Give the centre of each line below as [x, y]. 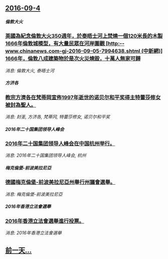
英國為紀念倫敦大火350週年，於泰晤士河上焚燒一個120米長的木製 [84, 36]
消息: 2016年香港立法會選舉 [33, 233]
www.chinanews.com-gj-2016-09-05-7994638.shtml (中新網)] [84, 51]
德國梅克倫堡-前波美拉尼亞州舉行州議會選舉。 [60, 182]
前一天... [19, 250]
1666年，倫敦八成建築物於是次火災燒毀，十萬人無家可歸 [73, 59]
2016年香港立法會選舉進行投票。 [45, 221]
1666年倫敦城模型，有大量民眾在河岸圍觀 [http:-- [65, 44]
